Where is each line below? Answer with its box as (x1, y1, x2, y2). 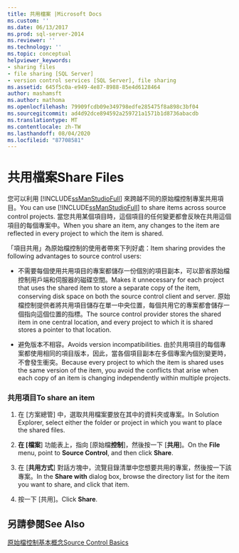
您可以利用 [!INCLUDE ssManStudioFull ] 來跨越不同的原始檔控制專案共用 (7, 194, 218, 203)
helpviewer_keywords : (7, 57, 72, 64)
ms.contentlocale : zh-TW (7, 123, 81, 131)
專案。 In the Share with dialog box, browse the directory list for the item (17, 472, 230, 481)
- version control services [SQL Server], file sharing (7, 76, 176, 84)
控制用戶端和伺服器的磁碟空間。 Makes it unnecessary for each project (17, 275, 225, 284)
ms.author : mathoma (7, 97, 65, 104)
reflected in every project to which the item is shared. (7, 229, 164, 238)
